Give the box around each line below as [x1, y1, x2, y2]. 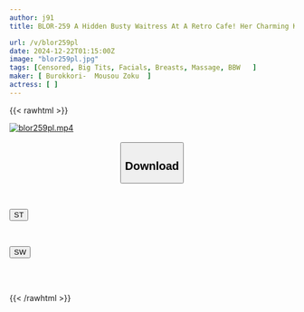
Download [125, 159, 179, 173]
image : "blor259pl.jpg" [9, 55, 100, 64]
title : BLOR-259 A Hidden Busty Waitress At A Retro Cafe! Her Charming [9, 22, 290, 31]
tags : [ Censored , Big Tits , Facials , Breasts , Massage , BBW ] [9, 63, 257, 72]
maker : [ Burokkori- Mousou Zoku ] [9, 71, 152, 81]
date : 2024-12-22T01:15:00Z [9, 46, 116, 55]
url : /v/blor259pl [9, 38, 79, 47]
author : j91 [9, 13, 54, 23]
